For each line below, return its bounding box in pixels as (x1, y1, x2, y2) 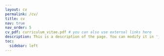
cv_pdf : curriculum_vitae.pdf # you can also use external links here (5, 30, 152, 35)
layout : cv (5, 7, 27, 12)
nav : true (5, 20, 25, 26)
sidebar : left (9, 43, 38, 48)
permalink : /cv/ (5, 12, 38, 17)
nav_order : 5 (5, 25, 32, 30)
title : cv (5, 16, 25, 21)
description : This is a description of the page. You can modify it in (5, 35, 154, 39)
